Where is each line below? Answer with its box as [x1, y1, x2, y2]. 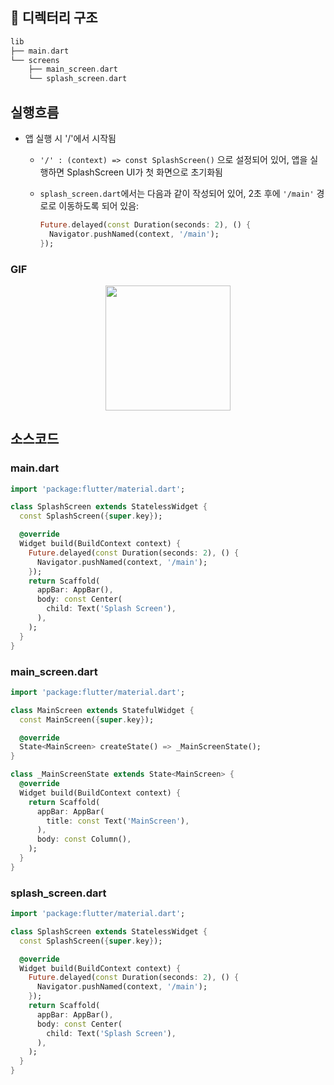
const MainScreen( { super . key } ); [19, 714, 155, 725]
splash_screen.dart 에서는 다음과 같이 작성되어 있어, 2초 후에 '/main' [39, 188, 315, 199]
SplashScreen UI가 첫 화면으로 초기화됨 [66, 166, 223, 178]
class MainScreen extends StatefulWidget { [10, 705, 195, 715]
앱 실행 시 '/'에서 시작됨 [24, 133, 117, 144]
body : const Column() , [36, 834, 132, 845]
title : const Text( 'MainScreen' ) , [46, 816, 190, 826]
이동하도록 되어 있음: [58, 200, 140, 212]
